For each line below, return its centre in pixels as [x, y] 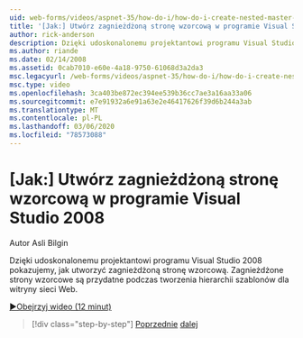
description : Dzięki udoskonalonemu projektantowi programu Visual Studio [153, 43]
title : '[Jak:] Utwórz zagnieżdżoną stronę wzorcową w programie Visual [149, 26]
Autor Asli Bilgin [39, 242]
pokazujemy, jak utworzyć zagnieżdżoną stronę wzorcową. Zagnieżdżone [147, 269]
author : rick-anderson [52, 34]
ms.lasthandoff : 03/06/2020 [62, 127]
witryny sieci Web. [44, 288]
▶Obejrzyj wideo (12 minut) [60, 306]
